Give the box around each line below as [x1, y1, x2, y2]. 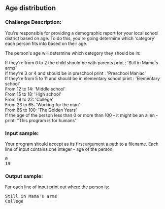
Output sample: [5, 172, 43, 179]
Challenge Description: [5, 19, 62, 26]
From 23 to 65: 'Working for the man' [5, 101, 80, 108]
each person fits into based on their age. [5, 41, 88, 46]
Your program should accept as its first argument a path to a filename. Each [5, 141, 159, 147]
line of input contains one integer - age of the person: [5, 146, 114, 152]
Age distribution [5, 4, 56, 12]
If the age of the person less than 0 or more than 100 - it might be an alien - [5, 112, 158, 118]
